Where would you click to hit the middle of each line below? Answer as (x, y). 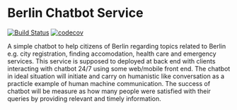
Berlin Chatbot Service (75, 13)
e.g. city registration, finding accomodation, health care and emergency (112, 54)
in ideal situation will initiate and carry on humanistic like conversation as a (116, 76)
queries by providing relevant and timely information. (84, 98)
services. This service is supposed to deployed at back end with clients (111, 61)
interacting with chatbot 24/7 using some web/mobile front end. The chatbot (119, 68)
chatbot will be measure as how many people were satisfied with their (109, 91)
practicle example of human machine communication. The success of (109, 83)
